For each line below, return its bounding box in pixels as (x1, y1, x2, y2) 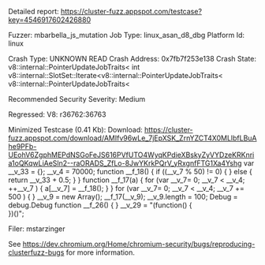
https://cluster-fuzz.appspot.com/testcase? (60, 7, 203, 16)
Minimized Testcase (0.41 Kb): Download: (8, 125, 144, 134)
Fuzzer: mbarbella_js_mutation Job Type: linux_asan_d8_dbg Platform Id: (8, 31, 245, 39)
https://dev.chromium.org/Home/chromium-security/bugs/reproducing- (22, 240, 256, 248)
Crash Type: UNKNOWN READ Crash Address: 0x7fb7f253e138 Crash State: (8, 54, 256, 63)
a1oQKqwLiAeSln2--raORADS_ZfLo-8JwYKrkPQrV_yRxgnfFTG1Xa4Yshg (8, 159, 242, 168)
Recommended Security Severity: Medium (8, 95, 146, 103)
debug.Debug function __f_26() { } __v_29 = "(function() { (8, 200, 192, 210)
